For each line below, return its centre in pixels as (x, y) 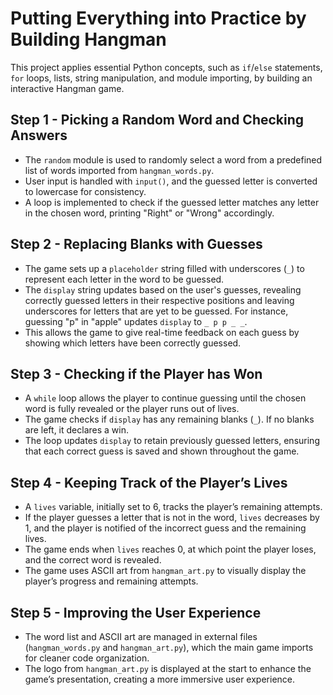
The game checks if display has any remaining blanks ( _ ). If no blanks (169, 419)
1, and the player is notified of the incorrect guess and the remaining (165, 528)
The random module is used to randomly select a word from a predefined (173, 159)
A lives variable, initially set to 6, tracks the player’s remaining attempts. (173, 507)
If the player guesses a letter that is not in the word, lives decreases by (172, 518)
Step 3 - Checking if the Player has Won (136, 373)
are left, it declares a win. (76, 430)
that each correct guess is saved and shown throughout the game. (162, 451)
